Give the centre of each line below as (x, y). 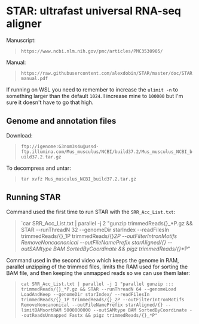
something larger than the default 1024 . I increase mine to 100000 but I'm (95, 96)
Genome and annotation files (61, 121)
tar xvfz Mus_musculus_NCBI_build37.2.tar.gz (78, 179)
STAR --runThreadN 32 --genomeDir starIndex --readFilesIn (95, 230)
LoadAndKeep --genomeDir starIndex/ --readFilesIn (85, 294)
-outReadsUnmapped (44, 315)
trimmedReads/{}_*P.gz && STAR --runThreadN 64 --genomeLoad (99, 289)
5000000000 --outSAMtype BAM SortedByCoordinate (125, 310)
